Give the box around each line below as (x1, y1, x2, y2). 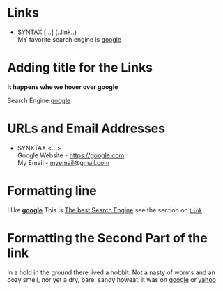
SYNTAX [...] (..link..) (17, 28, 77, 36)
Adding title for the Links (7, 60, 153, 76)
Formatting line (7, 183, 98, 198)
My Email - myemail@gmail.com (17, 158, 110, 166)
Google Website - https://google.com (17, 151, 125, 159)
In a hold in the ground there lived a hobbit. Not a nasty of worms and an (7, 268, 216, 276)
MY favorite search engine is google (17, 35, 122, 43)
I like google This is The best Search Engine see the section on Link (7, 205, 203, 214)
